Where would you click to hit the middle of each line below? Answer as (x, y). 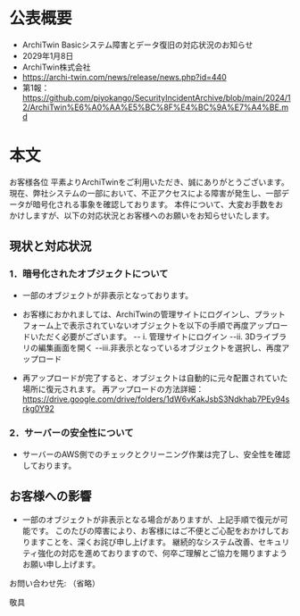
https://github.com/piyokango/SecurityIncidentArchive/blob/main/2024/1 (156, 97)
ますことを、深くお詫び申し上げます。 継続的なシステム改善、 (144, 542)
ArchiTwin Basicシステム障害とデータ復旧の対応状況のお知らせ (137, 45)
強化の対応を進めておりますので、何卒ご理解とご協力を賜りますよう (162, 553)
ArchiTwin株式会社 (56, 67)
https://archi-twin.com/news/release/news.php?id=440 (125, 77)
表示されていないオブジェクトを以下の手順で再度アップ (171, 325)
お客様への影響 (50, 496)
